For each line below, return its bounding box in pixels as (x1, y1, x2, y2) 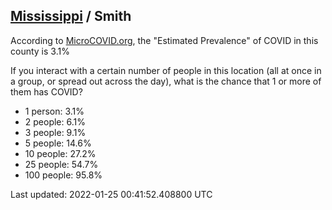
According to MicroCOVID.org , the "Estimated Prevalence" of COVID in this (10, 34, 319, 46)
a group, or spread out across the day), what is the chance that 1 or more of (10, 75, 322, 87)
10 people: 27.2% (24, 147, 97, 159)
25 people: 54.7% (24, 158, 99, 170)
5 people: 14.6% (24, 137, 92, 149)
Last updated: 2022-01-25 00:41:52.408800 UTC (10, 188, 213, 200)
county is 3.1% (10, 45, 70, 57)
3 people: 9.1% (24, 126, 87, 138)
